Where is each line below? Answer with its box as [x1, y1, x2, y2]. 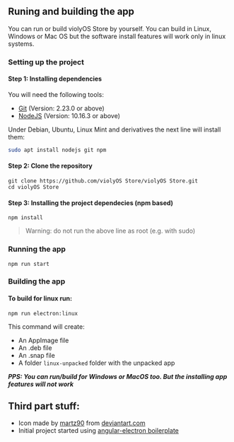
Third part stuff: [8, 400, 80, 412]
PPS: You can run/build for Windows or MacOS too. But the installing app [8, 372, 228, 380]
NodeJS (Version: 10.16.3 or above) [18, 111, 121, 120]
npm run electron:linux [8, 310, 78, 317]
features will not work [8, 380, 74, 388]
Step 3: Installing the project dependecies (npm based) [8, 198, 174, 207]
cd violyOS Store [8, 184, 59, 191]
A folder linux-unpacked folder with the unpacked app [18, 359, 175, 367]
